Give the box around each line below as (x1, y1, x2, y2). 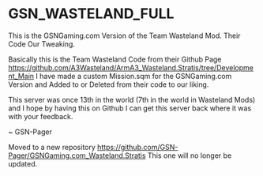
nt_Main (8, 71, 34, 81)
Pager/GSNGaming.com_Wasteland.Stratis (8, 151, 146, 160)
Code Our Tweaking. (8, 39, 75, 48)
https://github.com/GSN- (97, 142, 178, 152)
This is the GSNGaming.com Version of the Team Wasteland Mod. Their (8, 31, 241, 40)
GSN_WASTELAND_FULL (8, 5, 175, 23)
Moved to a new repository (8, 142, 96, 152)
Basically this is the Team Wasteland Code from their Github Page (8, 54, 222, 64)
